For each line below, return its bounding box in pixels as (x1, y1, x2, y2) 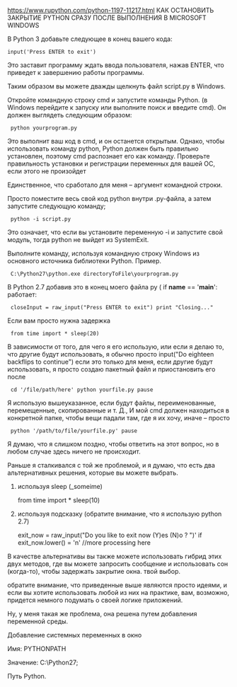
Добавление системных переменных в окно (7, 631, 142, 639)
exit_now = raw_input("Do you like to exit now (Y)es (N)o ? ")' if (17, 531, 202, 539)
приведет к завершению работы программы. (7, 69, 145, 76)
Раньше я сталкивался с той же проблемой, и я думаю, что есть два (7, 461, 216, 469)
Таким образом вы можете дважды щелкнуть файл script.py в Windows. (7, 82, 226, 91)
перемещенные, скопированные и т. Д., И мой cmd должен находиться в (7, 406, 230, 415)
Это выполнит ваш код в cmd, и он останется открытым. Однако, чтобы (7, 137, 225, 145)
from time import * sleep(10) (17, 496, 100, 504)
